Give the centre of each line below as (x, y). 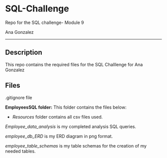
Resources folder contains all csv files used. (57, 117)
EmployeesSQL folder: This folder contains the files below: (66, 107)
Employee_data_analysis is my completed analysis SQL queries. (71, 126)
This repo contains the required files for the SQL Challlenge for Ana (74, 64)
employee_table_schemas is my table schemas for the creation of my (76, 146)
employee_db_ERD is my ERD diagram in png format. (59, 136)
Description (24, 53)
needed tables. (20, 151)
